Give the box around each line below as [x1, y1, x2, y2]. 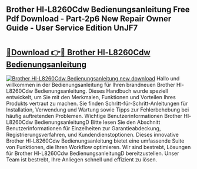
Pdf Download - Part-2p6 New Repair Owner [6, 14, 172, 24]
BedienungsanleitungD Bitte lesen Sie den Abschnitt [34, 119, 161, 126]
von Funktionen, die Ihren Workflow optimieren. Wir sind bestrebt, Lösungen [6, 144, 191, 150]
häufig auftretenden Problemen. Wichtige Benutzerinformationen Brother [6, 113, 183, 119]
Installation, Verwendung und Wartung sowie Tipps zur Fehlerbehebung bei [6, 106, 189, 113]
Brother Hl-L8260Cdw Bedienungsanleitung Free [6, 5, 190, 15]
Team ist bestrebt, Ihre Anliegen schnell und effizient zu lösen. [6, 156, 158, 163]
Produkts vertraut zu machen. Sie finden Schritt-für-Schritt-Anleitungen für [6, 100, 188, 107]
